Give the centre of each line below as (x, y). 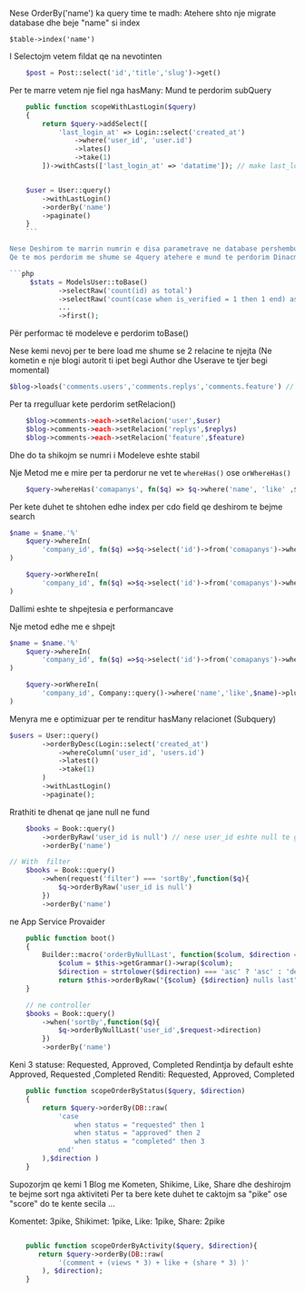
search (22, 516)
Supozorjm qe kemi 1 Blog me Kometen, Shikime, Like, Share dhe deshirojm (150, 1184)
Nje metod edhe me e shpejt (62, 626)
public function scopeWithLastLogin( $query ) (111, 107)
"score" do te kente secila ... (62, 1203)
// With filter (40, 862)
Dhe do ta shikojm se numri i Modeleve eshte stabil (104, 455)
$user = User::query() (69, 190)
